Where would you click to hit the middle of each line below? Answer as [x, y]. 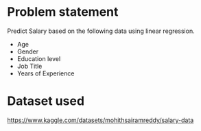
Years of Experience [46, 73]
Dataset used [46, 101]
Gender [28, 51]
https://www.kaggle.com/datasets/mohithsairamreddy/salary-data [100, 120]
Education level [39, 58]
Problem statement [63, 12]
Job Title [29, 66]
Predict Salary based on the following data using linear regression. [101, 31]
